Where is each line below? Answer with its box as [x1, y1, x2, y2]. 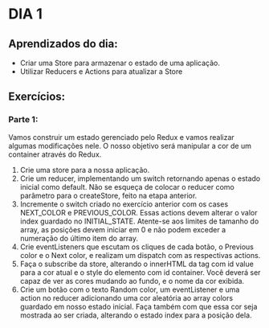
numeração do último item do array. [19, 233, 139, 243]
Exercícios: [8, 90, 66, 104]
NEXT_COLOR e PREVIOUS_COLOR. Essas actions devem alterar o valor [19, 207, 258, 217]
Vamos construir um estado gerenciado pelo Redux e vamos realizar [8, 132, 234, 141]
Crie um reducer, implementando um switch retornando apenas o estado [19, 174, 261, 183]
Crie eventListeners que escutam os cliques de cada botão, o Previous [19, 242, 255, 252]
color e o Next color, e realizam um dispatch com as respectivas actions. [19, 250, 261, 260]
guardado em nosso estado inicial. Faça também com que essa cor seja [19, 301, 258, 311]
